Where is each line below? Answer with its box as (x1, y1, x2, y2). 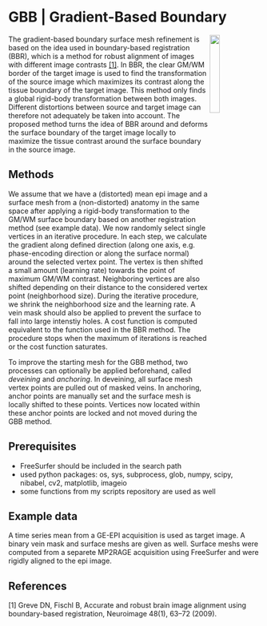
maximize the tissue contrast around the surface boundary (8, 136, 201, 145)
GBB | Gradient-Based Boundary (8, 8, 227, 26)
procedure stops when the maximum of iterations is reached (8, 333, 207, 343)
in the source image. (8, 145, 76, 154)
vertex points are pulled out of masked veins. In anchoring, (8, 382, 202, 392)
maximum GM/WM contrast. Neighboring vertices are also (8, 274, 200, 283)
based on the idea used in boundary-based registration (8, 42, 190, 52)
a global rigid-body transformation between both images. (8, 93, 197, 103)
